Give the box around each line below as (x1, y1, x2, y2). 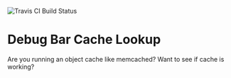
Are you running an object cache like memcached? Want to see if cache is (7, 55, 225, 63)
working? (7, 62, 35, 71)
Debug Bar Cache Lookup (7, 32, 161, 48)
